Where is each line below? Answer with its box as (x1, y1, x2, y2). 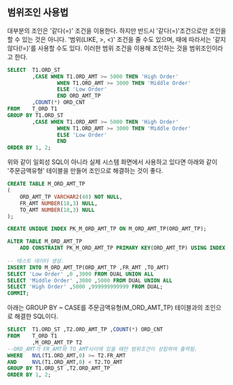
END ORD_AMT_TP (56, 93, 101, 100)
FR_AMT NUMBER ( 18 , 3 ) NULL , (19, 199, 98, 207)
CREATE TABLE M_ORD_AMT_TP (7, 181, 86, 188)
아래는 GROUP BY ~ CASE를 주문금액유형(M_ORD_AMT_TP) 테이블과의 (7, 303, 203, 312)
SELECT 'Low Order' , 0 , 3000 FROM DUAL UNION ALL (7, 271, 154, 278)
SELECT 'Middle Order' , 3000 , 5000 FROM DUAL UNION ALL (7, 277, 172, 284)
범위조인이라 (188, 44, 224, 52)
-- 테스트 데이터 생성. (7, 257, 65, 264)
